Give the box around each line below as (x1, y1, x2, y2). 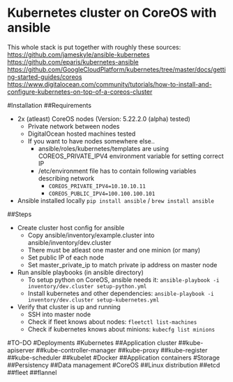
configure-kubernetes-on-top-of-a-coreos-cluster (7, 87, 153, 96)
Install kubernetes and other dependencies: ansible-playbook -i (27, 289, 214, 297)
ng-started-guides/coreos (7, 72, 82, 81)
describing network (38, 174, 95, 183)
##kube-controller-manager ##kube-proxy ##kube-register (36, 346, 208, 354)
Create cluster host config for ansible (17, 223, 125, 232)
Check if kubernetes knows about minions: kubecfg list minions (27, 325, 215, 333)
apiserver (7, 346, 35, 354)
